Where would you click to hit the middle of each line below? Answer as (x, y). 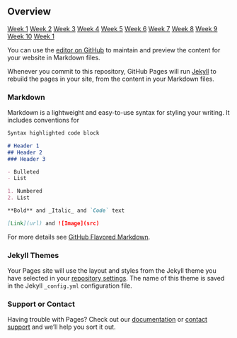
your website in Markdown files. (54, 57)
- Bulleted (23, 172)
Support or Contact (41, 304)
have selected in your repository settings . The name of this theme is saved (116, 278)
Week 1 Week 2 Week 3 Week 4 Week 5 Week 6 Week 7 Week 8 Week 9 (112, 28)
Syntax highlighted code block (53, 133)
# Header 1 (23, 146)
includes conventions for (44, 120)
